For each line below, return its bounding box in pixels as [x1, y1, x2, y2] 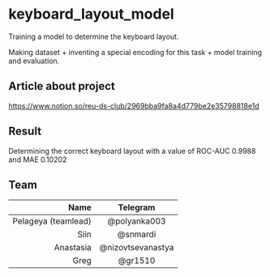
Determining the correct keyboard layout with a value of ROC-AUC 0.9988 [8, 146, 256, 156]
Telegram [118, 202, 156, 213]
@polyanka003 [107, 215, 166, 227]
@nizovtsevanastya [99, 242, 174, 254]
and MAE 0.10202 [8, 155, 67, 164]
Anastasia [54, 242, 92, 254]
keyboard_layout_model [8, 5, 174, 23]
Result [8, 125, 42, 138]
